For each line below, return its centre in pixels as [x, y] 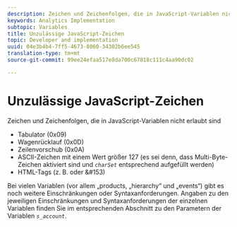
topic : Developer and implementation [63, 40]
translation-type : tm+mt [44, 54]
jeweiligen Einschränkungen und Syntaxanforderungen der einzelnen [108, 200]
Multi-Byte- [212, 157]
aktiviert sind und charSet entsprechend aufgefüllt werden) [128, 164]
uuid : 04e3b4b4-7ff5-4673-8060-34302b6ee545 [74, 47]
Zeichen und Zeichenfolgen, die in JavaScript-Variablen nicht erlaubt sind [114, 120]
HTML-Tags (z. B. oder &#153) [61, 172]
